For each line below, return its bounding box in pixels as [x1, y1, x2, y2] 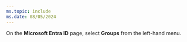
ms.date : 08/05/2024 [6, 14, 57, 20]
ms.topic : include [6, 8, 51, 14]
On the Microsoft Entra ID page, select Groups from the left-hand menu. [6, 29, 182, 36]
